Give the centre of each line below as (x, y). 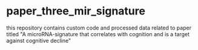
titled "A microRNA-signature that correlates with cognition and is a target (98, 34)
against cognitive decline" (39, 40)
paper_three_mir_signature (76, 11)
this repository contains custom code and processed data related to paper (99, 28)
